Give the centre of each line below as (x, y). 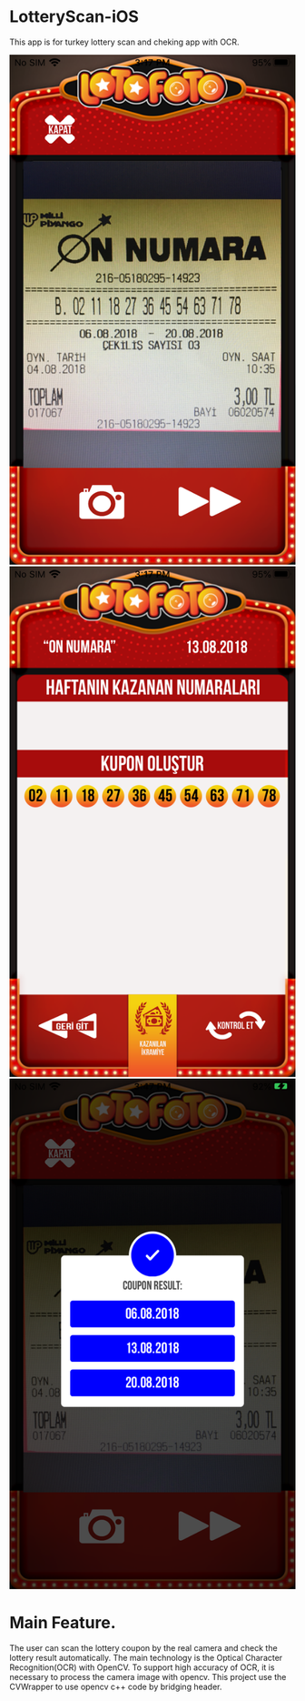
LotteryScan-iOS (74, 17)
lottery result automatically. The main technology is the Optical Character (146, 1657)
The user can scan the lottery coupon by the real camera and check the (144, 1647)
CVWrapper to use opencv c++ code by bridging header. (116, 1686)
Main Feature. (63, 1622)
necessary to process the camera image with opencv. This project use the (148, 1676)
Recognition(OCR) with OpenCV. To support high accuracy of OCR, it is (142, 1667)
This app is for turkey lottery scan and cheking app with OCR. (124, 42)
